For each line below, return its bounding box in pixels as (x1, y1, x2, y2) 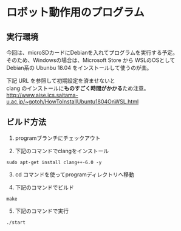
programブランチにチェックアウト (15, 134, 101, 142)
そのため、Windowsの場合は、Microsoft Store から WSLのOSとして (6, 57, 176, 64)
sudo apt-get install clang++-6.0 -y (6, 159, 102, 165)
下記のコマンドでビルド (15, 184, 74, 191)
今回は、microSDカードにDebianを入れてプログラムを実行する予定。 (6, 49, 178, 56)
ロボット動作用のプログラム (6, 5, 145, 19)
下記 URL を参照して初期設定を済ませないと (6, 77, 115, 84)
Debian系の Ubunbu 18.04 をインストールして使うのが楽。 (6, 64, 152, 71)
